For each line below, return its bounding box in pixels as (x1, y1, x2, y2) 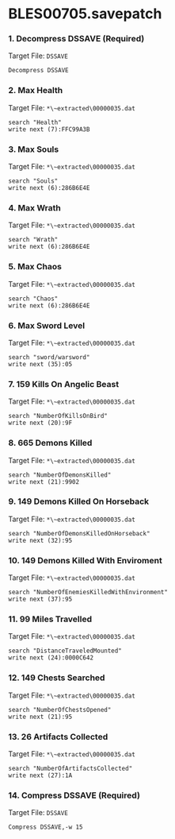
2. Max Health (8, 85, 63, 96)
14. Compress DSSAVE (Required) (8, 790, 141, 801)
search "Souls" (8, 177, 59, 185)
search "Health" (8, 118, 62, 126)
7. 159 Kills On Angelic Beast (8, 378, 120, 389)
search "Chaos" (8, 295, 59, 303)
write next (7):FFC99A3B (8, 125, 90, 133)
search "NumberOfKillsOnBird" (8, 412, 108, 420)
